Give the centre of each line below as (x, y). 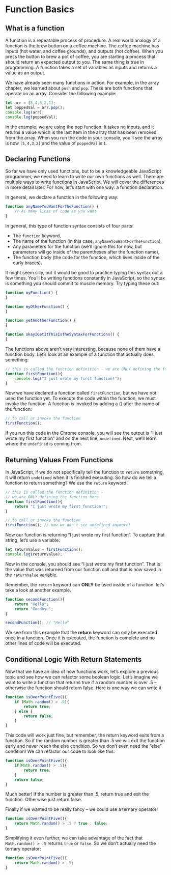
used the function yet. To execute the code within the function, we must (81, 399)
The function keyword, (37, 236)
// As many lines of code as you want (55, 211)
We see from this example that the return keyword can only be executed (81, 633)
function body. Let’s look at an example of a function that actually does (80, 354)
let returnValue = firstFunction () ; (44, 550)
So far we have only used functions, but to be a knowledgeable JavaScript (83, 171)
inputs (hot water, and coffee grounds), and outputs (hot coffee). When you (84, 51)
